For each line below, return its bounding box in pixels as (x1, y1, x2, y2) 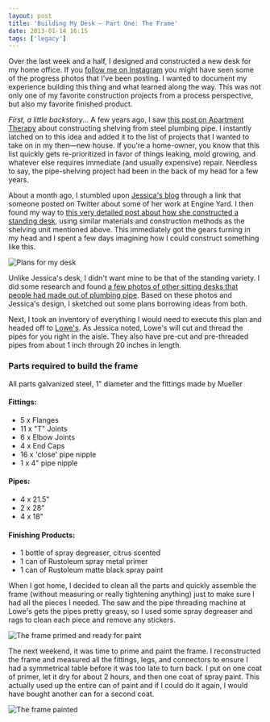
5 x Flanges (19, 415, 59, 424)
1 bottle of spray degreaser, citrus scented (19, 548, 161, 557)
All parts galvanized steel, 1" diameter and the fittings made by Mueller (8, 378, 243, 388)
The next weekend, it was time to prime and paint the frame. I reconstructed (8, 646, 261, 656)
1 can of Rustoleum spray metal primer (19, 557, 148, 566)
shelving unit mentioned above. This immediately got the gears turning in (8, 225, 251, 235)
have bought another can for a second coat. (8, 689, 155, 699)
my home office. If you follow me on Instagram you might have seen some (8, 65, 255, 75)
